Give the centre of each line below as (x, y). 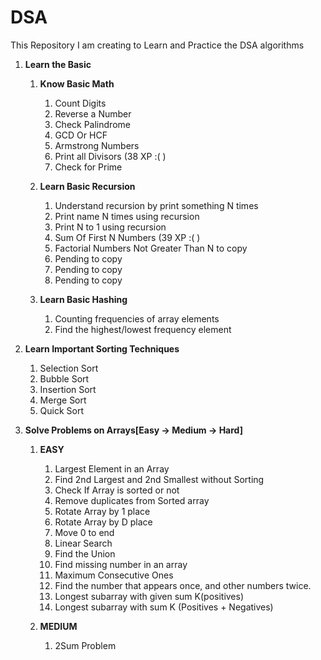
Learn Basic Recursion (87, 186)
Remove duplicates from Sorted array (132, 500)
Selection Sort (69, 368)
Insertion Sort (68, 389)
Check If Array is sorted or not (117, 490)
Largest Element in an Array (112, 468)
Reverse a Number (93, 113)
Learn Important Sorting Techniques (102, 348)
